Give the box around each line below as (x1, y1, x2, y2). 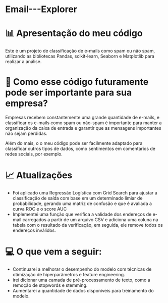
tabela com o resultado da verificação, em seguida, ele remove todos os (12, 222, 163, 228)
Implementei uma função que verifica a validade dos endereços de (12, 211, 152, 217)
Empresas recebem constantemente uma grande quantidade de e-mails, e (5, 115, 160, 121)
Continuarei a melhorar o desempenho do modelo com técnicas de (12, 266, 152, 272)
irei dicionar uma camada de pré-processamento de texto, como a (12, 277, 150, 283)
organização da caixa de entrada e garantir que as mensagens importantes (5, 125, 161, 131)
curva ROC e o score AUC (12, 206, 67, 212)
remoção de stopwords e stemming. (12, 282, 88, 288)
